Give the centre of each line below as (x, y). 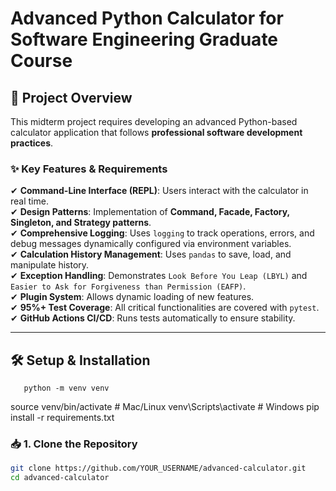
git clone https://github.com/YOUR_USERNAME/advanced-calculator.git (158, 468)
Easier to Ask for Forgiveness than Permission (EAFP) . (128, 286)
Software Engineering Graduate (144, 39)
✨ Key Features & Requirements (89, 169)
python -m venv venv (66, 388)
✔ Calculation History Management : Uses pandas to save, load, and (151, 254)
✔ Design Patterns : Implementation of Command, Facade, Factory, (150, 212)
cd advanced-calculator (60, 478)
